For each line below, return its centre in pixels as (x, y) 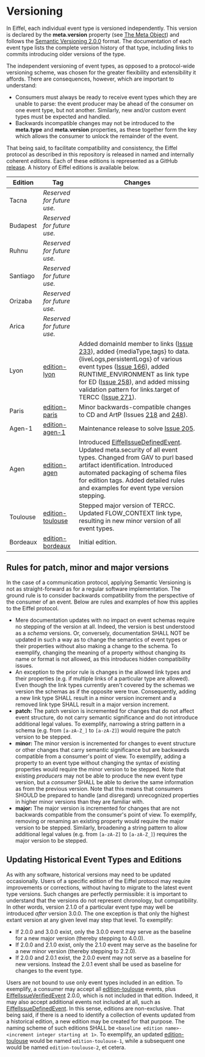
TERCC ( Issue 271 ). (108, 397)
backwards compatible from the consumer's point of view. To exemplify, (106, 814)
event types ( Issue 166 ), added (124, 366)
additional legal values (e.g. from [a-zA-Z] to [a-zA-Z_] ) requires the (101, 834)
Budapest (23, 225)
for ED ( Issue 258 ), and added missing (134, 381)
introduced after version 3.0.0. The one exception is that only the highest (98, 913)
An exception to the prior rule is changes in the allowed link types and (103, 672)
